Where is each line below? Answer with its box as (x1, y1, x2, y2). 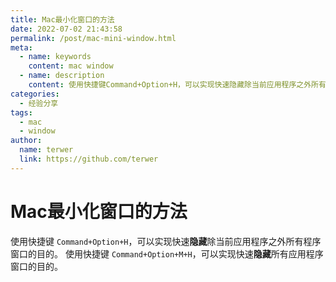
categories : (10, 89, 60, 99)
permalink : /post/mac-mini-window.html (10, 33, 177, 43)
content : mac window (28, 61, 114, 71)
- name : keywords (19, 52, 92, 62)
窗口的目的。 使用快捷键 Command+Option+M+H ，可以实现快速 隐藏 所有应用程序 (10, 247, 324, 260)
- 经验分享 (19, 98, 59, 108)
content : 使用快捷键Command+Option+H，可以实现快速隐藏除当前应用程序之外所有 (28, 80, 327, 90)
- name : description (19, 71, 105, 81)
